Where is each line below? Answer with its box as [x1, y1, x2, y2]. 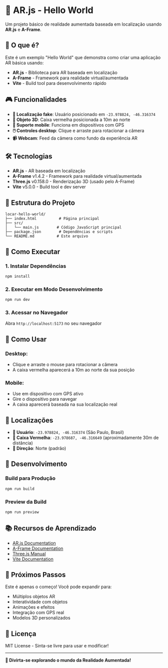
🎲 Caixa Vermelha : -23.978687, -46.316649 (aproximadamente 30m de [12, 434, 159, 441]
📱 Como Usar [5, 335, 47, 344]
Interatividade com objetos [12, 599, 68, 605]
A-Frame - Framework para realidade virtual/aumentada [12, 75, 128, 81]
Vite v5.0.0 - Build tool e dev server [12, 184, 86, 190]
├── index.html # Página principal [5, 216, 99, 221]
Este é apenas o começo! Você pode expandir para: [5, 584, 112, 590]
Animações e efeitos [12, 604, 55, 610]
